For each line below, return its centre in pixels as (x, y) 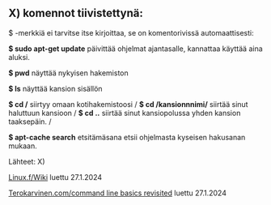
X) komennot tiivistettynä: (76, 13)
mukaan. (23, 146)
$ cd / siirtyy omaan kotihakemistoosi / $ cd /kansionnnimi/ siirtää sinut (128, 104)
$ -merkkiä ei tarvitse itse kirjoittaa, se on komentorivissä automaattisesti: (131, 32)
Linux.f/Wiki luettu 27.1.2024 (55, 177)
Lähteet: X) (27, 161)
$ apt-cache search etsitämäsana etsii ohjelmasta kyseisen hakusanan (127, 137)
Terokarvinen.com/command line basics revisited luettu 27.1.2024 (117, 193)
